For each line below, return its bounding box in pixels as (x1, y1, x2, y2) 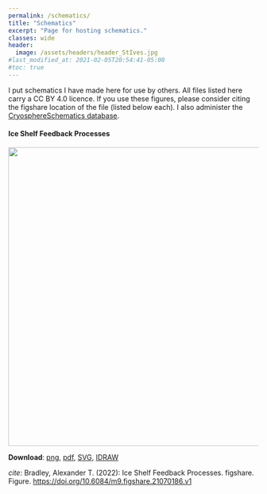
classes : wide (8, 33, 56, 42)
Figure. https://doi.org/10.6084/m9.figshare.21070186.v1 (8, 476, 192, 486)
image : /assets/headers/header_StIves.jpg (15, 49, 158, 57)
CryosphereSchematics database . (8, 111, 120, 120)
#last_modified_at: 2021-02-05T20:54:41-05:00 (8, 57, 165, 65)
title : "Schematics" (8, 19, 77, 27)
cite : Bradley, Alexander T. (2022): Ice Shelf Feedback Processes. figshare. (8, 468, 254, 477)
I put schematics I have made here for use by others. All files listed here (8, 85, 243, 95)
